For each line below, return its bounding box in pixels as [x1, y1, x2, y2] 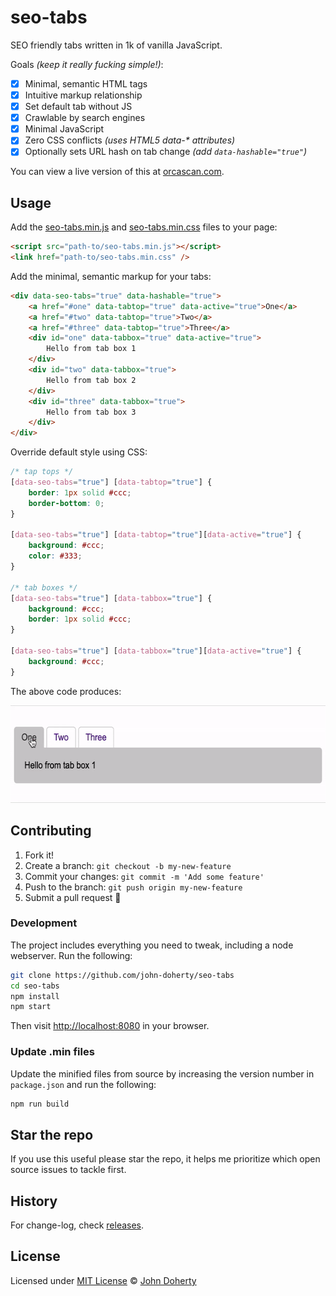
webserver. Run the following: [10, 949, 133, 961]
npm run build [10, 1099, 70, 1109]
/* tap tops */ [10, 467, 74, 477]
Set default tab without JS [24, 101, 133, 113]
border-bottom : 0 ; [28, 498, 105, 508]
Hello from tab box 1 [46, 344, 137, 354]
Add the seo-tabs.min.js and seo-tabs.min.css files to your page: [10, 221, 278, 233]
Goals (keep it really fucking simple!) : [10, 58, 164, 70]
